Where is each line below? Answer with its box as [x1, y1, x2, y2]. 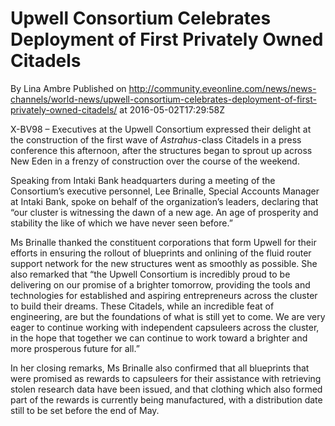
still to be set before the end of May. [10, 404, 160, 416]
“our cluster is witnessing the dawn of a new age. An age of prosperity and [10, 206, 319, 218]
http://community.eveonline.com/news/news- [128, 82, 317, 94]
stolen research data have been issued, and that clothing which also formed [10, 383, 323, 395]
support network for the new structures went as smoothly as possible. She [10, 257, 318, 269]
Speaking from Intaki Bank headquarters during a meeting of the [10, 174, 276, 186]
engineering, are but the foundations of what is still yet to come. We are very [10, 310, 326, 322]
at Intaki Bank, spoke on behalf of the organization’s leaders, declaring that [10, 195, 319, 207]
